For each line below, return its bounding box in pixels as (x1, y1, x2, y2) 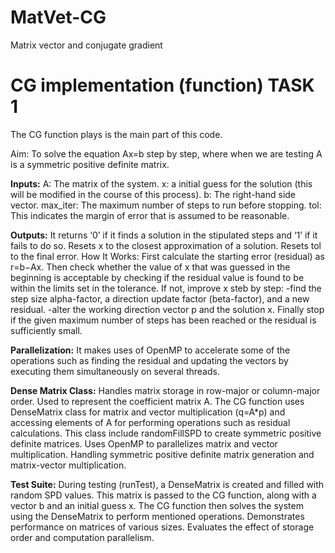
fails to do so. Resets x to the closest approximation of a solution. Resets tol (10, 239, 322, 251)
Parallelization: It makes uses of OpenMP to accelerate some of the (10, 344, 291, 356)
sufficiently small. (10, 324, 83, 336)
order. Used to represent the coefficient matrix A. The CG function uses (10, 395, 305, 407)
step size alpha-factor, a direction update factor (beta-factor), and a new (10, 292, 310, 305)
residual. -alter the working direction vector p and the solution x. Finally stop (10, 303, 325, 315)
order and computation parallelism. (10, 531, 155, 543)
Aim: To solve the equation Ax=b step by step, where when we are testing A (10, 147, 323, 160)
